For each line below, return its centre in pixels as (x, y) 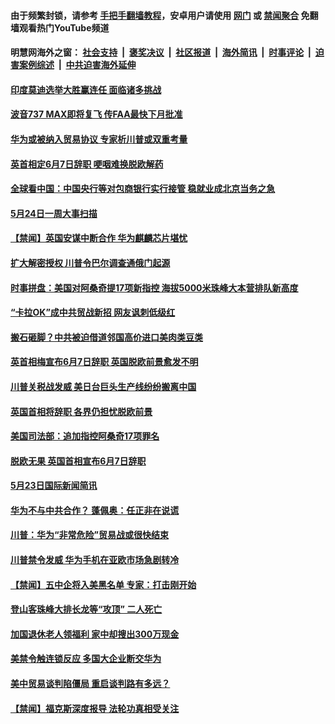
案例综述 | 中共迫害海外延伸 (77, 65)
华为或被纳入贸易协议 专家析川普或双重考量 (99, 139)
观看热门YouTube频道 (64, 27)
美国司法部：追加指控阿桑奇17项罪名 (85, 436)
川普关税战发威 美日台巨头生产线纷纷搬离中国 (103, 386)
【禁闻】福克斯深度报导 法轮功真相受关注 (95, 708)
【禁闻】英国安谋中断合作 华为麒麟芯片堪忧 (99, 238)
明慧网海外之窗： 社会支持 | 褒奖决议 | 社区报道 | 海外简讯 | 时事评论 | (161, 52)
